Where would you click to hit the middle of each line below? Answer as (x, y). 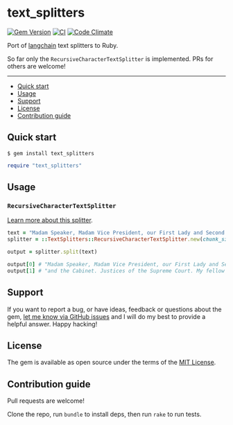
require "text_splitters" (44, 165)
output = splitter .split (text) (52, 252)
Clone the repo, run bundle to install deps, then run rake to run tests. (104, 415)
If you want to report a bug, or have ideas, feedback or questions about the (114, 309)
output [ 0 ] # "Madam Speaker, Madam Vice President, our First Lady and (113, 264)
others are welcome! (36, 66)
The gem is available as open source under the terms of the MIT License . (112, 363)
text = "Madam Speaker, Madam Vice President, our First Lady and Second (116, 233)
